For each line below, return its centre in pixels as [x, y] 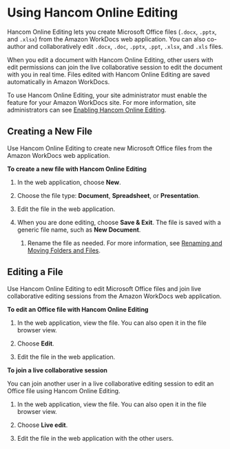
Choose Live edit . [42, 425]
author [17, 46]
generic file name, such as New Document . [79, 230]
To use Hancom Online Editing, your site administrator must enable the [107, 95]
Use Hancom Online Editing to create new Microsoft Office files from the [110, 148]
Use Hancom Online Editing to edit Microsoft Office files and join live [104, 288]
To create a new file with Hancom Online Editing [77, 169]
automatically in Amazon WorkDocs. [59, 81]
